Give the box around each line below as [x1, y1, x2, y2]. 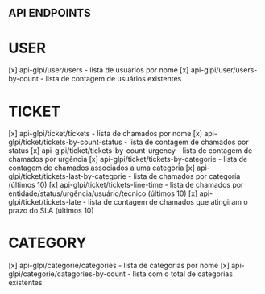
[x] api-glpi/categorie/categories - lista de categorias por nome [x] [8, 261, 230, 271]
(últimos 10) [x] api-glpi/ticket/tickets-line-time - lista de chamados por [8, 180, 244, 190]
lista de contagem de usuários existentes [45, 74, 182, 84]
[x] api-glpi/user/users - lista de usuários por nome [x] [8, 65, 189, 75]
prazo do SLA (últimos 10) [8, 205, 94, 216]
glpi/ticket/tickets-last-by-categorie [8, 172, 126, 181]
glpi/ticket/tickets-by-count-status [8, 137, 122, 147]
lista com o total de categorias [132, 269, 234, 279]
